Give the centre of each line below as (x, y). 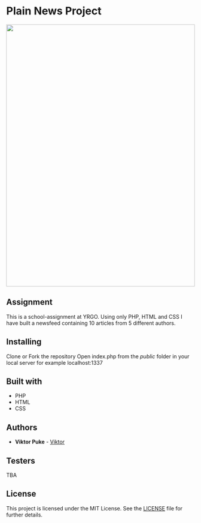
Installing (24, 342)
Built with (24, 381)
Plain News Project (54, 11)
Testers (21, 460)
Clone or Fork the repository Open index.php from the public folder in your (98, 356)
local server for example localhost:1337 (54, 362)
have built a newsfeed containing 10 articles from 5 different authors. (91, 323)
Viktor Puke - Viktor (39, 442)
